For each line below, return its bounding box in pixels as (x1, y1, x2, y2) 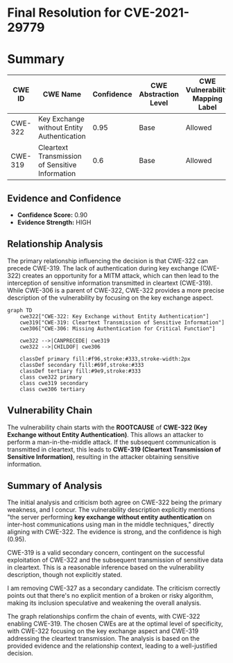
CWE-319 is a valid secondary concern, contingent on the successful (7, 549, 205, 557)
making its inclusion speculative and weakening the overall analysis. (7, 599, 202, 608)
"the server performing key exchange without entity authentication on (7, 513, 212, 522)
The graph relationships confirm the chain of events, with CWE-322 (7, 612, 200, 621)
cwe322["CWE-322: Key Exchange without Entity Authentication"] (19, 313, 209, 320)
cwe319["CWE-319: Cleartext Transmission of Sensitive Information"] (19, 319, 225, 326)
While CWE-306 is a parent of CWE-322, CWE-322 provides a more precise (7, 286, 225, 294)
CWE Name (42, 89, 82, 99)
